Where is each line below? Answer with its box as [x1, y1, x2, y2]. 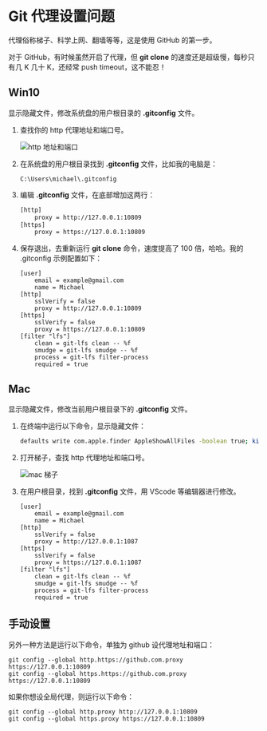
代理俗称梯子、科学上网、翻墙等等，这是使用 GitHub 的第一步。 [8, 35, 217, 45]
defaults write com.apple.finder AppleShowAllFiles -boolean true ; [19, 437, 249, 446]
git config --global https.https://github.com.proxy [8, 669, 187, 677]
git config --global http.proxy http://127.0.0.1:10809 [8, 708, 198, 716]
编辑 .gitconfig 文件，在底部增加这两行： [19, 189, 155, 200]
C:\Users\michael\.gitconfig [19, 175, 117, 183]
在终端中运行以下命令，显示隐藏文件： [19, 421, 146, 431]
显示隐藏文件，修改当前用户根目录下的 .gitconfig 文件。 [8, 404, 193, 414]
